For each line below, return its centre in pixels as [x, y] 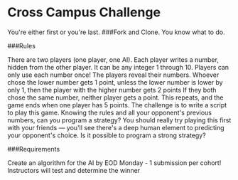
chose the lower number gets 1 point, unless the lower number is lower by [115, 82]
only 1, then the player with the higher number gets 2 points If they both [112, 90]
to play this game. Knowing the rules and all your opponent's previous [109, 112]
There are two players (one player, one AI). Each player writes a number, [113, 59]
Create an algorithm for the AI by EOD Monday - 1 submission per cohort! [114, 163]
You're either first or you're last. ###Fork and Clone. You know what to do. [116, 32]
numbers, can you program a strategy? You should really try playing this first [119, 120]
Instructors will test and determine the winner [74, 170]
